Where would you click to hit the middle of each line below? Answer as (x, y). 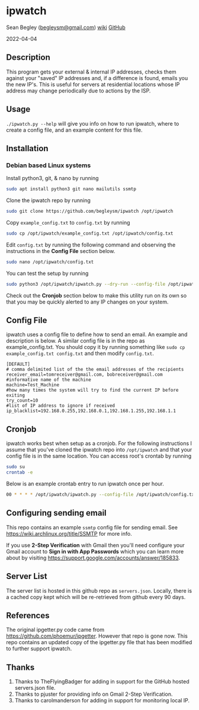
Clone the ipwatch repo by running (48, 200)
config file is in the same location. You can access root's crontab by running (99, 456)
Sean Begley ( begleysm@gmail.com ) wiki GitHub (66, 27)
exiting (16, 395)
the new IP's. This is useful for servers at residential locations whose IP (93, 84)
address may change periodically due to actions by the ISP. (78, 91)
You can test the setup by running (47, 273)
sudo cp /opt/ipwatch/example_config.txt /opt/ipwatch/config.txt (90, 234)
